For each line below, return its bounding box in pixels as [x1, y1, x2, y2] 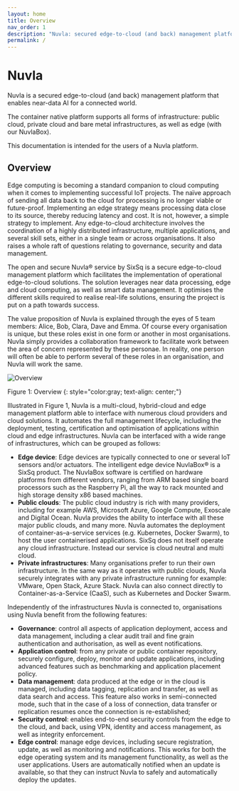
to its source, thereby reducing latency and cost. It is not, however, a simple [7, 211, 229, 219]
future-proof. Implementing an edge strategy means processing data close [7, 204, 226, 212]
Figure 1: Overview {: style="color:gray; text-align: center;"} [7, 387, 182, 396]
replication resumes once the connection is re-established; [17, 707, 191, 716]
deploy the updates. [17, 775, 77, 784]
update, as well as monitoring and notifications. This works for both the [17, 745, 227, 753]
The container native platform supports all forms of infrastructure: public [7, 112, 220, 121]
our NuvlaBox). [7, 127, 51, 136]
